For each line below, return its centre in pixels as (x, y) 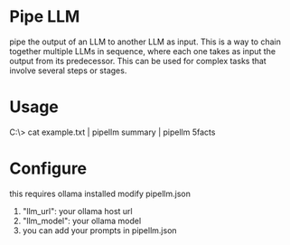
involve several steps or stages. (68, 71)
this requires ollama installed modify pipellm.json (100, 193)
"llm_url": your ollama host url (77, 211)
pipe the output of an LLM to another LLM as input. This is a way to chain (145, 42)
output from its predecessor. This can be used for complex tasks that (138, 61)
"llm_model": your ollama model (82, 221)
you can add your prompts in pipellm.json (100, 230)
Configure (48, 169)
